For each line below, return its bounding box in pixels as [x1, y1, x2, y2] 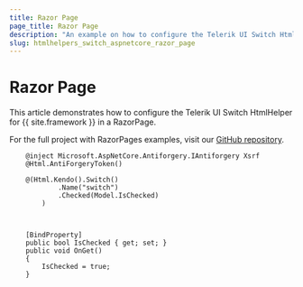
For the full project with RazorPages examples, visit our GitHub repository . [9, 134, 284, 145]
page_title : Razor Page [9, 22, 99, 31]
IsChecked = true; [41, 263, 111, 272]
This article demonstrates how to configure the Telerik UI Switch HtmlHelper [9, 107, 293, 118]
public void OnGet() [25, 246, 103, 255]
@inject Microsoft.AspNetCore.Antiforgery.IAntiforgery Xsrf [25, 152, 260, 161]
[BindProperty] [25, 231, 83, 240]
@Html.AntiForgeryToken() [25, 160, 124, 169]
